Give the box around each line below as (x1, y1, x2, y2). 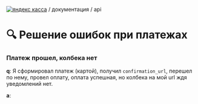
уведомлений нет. (6, 80, 53, 88)
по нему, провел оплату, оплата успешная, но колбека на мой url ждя (6, 74, 188, 81)
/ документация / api (48, 6, 102, 13)
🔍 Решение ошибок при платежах (6, 28, 188, 42)
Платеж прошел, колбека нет (6, 54, 97, 62)
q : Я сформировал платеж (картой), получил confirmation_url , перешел (6, 67, 193, 75)
